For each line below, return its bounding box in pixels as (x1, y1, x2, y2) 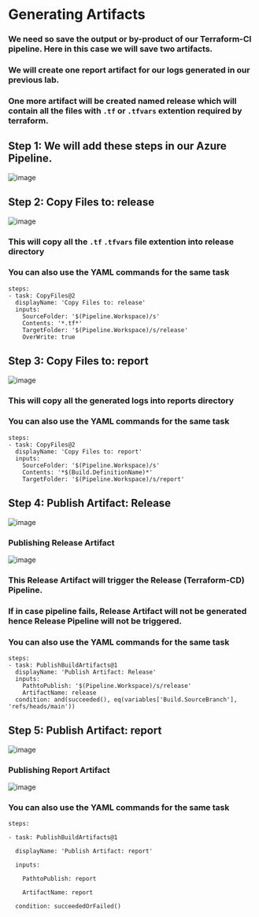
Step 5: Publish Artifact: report (8, 724, 162, 738)
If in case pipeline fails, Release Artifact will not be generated (8, 605, 247, 616)
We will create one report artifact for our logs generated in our (8, 65, 250, 76)
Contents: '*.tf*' (22, 319, 83, 327)
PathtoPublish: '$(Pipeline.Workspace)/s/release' (22, 682, 192, 690)
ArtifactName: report (22, 889, 93, 897)
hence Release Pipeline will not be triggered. (8, 616, 183, 627)
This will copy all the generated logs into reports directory (8, 395, 235, 406)
